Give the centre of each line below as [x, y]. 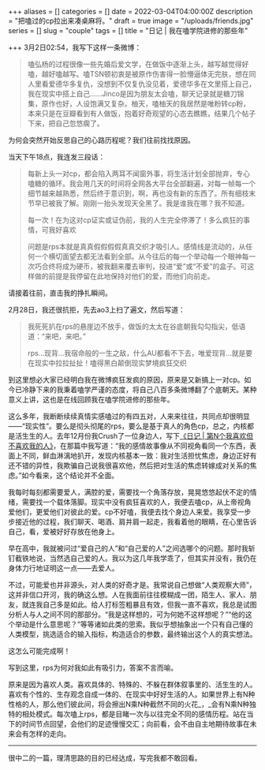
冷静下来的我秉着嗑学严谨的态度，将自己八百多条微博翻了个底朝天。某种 [139, 389]
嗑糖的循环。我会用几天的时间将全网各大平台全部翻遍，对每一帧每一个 [142, 183]
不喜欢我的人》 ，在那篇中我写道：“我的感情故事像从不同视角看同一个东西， [129, 446]
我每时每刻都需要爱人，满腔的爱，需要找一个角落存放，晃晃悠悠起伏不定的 [129, 492]
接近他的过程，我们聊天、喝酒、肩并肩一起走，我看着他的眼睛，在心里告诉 [136, 521]
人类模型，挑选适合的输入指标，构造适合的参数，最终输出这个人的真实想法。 [132, 634]
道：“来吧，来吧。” [57, 336]
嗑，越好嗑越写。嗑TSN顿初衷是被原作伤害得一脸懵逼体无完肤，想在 [138, 74]
